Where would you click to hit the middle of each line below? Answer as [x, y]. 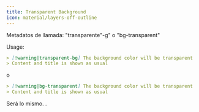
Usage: [15, 47]
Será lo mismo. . [27, 103]
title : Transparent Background [46, 12]
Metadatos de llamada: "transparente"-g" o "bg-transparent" [83, 35]
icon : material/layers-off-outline [52, 18]
